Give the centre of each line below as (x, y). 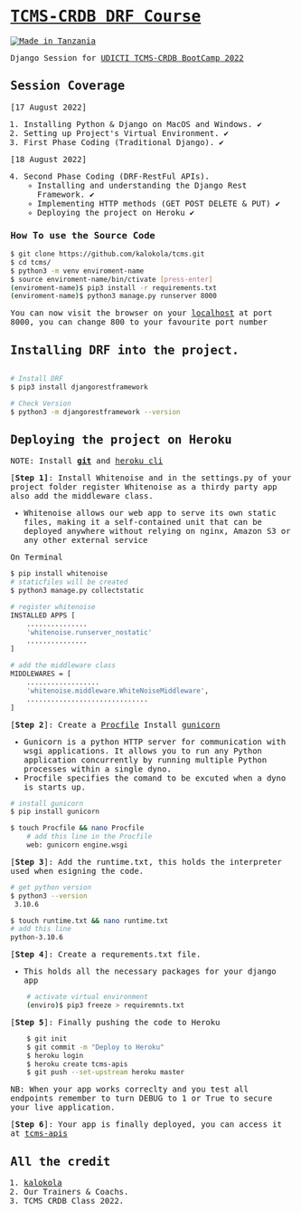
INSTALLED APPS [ (43, 615)
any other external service (85, 540)
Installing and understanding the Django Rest (142, 185)
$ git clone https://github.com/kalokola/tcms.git (108, 254)
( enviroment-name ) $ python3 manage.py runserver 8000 (114, 296)
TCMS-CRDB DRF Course (106, 16)
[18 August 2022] (48, 159)
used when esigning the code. (77, 871)
